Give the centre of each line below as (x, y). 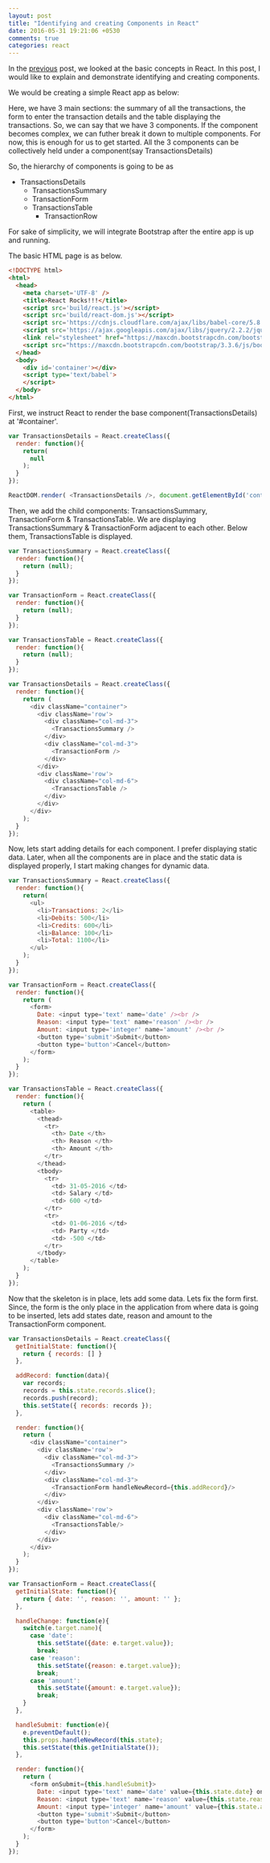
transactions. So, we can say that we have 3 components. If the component (133, 125)
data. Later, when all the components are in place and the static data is (125, 857)
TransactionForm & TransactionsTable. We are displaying (102, 519)
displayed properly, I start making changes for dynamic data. (109, 866)
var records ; (45, 1383)
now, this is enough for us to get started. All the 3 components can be (124, 142)
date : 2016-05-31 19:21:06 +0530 (64, 31)
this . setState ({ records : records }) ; (88, 1405)
